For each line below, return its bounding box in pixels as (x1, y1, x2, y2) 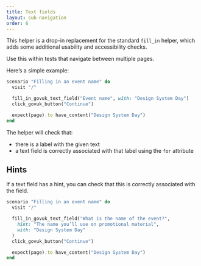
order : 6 (6, 20, 29, 26)
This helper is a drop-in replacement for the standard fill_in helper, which (6, 37, 196, 44)
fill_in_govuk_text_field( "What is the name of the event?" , (12, 215, 171, 222)
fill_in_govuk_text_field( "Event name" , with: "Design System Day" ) (12, 96, 189, 102)
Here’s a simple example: (6, 67, 69, 74)
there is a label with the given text (15, 141, 100, 148)
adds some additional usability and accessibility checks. (6, 43, 147, 51)
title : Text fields (6, 9, 56, 15)
